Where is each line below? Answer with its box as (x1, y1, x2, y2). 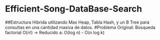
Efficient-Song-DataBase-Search (5, 3, 142, 14)
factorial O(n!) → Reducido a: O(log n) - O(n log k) (5, 29, 105, 35)
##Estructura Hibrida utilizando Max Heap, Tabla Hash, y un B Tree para (5, 19, 150, 25)
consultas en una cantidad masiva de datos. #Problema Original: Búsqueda (5, 24, 156, 30)
